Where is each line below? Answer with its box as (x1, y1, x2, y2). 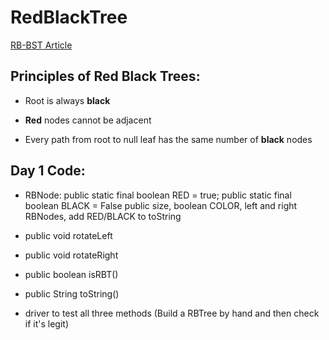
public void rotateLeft (24, 229, 113, 241)
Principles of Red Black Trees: (10, 68, 201, 85)
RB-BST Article (10, 39, 73, 51)
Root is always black (24, 94, 111, 106)
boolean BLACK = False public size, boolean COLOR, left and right (24, 199, 298, 211)
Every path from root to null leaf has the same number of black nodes (24, 133, 313, 145)
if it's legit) (24, 317, 70, 330)
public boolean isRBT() (24, 268, 119, 280)
